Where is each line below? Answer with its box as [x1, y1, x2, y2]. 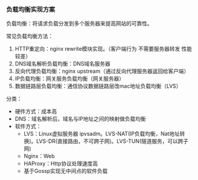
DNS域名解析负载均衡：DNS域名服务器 [14, 60, 111, 67]
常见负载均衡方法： [6, 33, 54, 40]
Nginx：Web [23, 153, 55, 160]
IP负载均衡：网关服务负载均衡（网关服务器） [14, 75, 125, 82]
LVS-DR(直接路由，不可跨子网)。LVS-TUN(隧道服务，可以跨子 [36, 138, 189, 145]
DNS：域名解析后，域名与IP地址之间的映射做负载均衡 [14, 115, 146, 123]
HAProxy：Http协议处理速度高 [23, 160, 98, 167]
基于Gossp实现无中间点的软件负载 [23, 167, 108, 175]
